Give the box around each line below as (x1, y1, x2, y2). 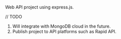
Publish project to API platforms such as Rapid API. (12, 29, 117, 34)
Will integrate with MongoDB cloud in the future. (12, 23, 111, 29)
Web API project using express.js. (5, 4, 74, 10)
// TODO (5, 14, 22, 19)
